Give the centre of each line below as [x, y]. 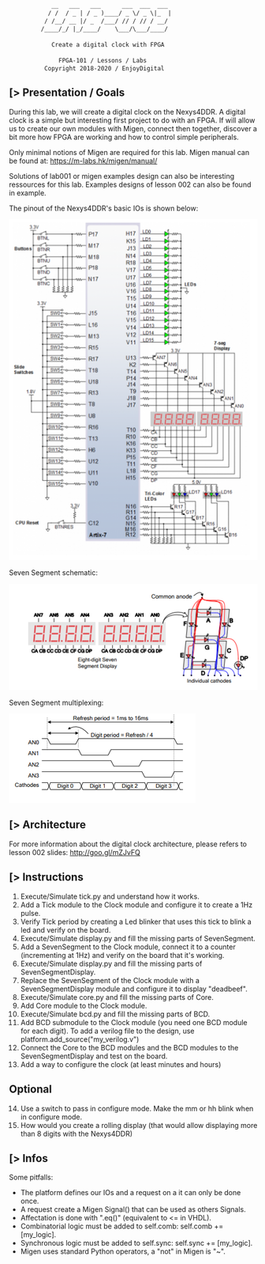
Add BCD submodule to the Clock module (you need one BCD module [134, 1022]
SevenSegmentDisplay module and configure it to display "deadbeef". [134, 989]
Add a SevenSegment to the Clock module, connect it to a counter [128, 947]
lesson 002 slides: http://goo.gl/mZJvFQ [75, 852]
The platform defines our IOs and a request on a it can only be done [131, 1193]
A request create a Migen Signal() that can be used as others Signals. [133, 1209]
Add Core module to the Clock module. [84, 1005]
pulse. [30, 913]
